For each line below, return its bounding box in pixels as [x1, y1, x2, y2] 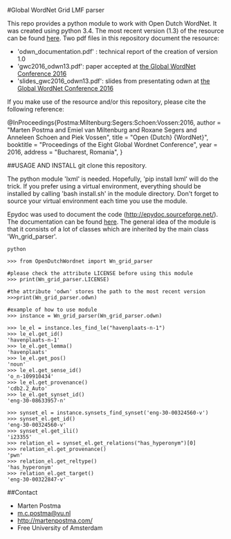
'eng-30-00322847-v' [7, 476, 67, 483]
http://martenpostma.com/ [17, 516, 93, 524]
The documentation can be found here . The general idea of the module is [7, 218, 216, 226]
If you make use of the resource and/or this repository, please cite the [7, 98, 206, 106]
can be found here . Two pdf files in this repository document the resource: [7, 34, 220, 42]
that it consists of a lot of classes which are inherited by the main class [7, 225, 209, 233]
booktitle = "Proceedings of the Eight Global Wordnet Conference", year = [7, 141, 218, 148]
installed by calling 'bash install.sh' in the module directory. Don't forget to [7, 190, 219, 197]
